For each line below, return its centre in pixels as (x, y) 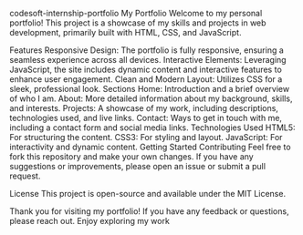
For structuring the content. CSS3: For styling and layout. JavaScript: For (146, 137)
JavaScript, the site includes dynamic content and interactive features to (146, 69)
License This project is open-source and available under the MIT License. (147, 194)
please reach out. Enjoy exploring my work (90, 221)
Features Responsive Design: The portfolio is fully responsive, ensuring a (147, 50)
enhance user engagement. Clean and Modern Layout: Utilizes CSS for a (146, 79)
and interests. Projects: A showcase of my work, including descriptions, (144, 108)
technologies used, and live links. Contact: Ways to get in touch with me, (146, 118)
